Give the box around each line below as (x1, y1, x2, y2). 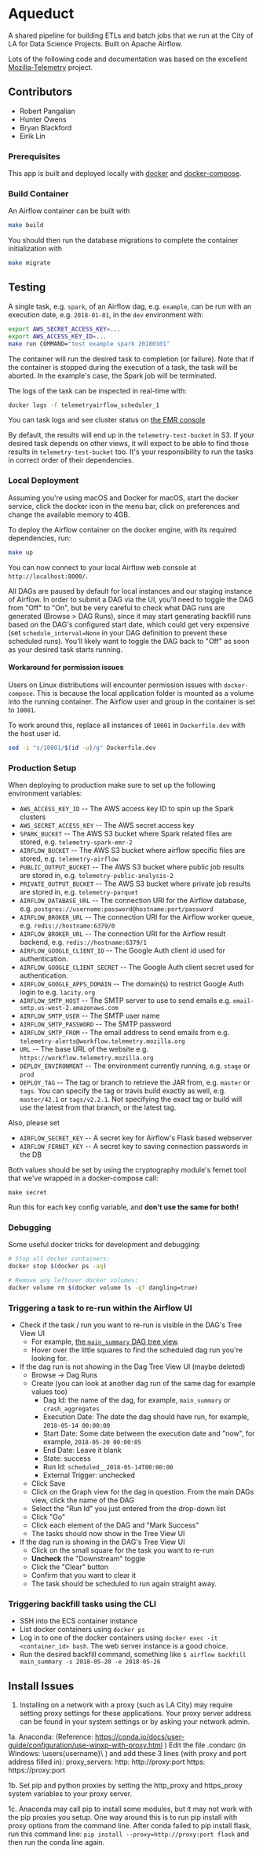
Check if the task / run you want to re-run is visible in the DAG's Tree (19, 1320, 243, 1330)
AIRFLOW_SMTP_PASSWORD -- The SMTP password (19, 1019, 172, 1029)
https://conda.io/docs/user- (95, 1732, 184, 1742)
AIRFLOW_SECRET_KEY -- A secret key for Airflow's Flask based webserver (19, 1132, 253, 1143)
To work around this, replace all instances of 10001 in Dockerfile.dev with (8, 720, 246, 730)
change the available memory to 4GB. (8, 510, 130, 519)
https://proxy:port (8, 1765, 65, 1775)
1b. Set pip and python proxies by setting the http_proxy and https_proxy (8, 1780, 243, 1791)
